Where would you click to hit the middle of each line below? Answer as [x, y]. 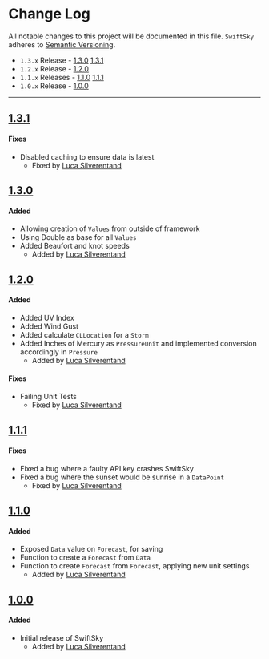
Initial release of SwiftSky [62, 637]
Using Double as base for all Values [78, 237]
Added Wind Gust [49, 326]
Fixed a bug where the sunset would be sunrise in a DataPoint [122, 477]
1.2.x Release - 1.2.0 [54, 68]
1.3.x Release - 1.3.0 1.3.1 [62, 60]
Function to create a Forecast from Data [85, 557]
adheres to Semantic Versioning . [62, 44]
